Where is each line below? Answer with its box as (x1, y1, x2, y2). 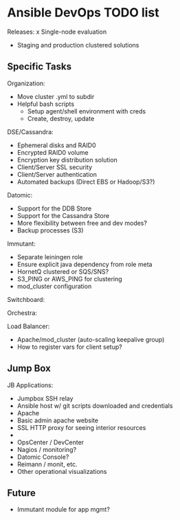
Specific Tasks (7, 61, 72, 73)
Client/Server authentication (16, 170, 98, 178)
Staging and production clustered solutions (16, 41, 139, 49)
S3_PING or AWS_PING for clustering (16, 274, 122, 283)
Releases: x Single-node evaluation (7, 28, 107, 36)
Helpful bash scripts (16, 100, 74, 108)
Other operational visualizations (16, 467, 108, 475)
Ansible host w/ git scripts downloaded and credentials (16, 401, 173, 410)
